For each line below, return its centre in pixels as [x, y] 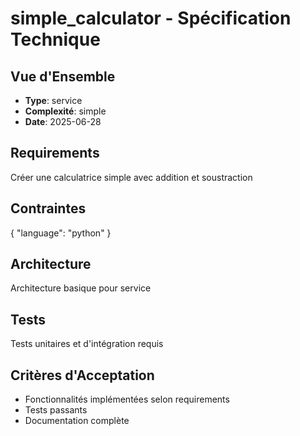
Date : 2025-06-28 [63, 121]
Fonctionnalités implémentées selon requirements [127, 399]
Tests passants [56, 410]
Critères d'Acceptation [82, 375]
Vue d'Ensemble [63, 76]
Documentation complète [77, 421]
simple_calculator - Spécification [151, 18]
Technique [55, 39]
